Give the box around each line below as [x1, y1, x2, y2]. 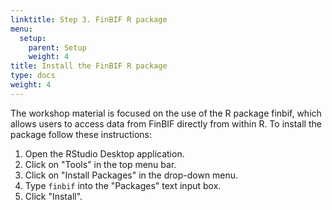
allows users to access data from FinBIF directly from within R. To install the [10, 117, 322, 130]
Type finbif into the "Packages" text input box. [24, 179, 222, 191]
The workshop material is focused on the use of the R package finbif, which [10, 107, 322, 119]
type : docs [10, 71, 56, 81]
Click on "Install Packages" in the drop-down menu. [24, 169, 239, 181]
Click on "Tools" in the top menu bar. [24, 158, 177, 170]
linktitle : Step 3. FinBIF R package [10, 14, 168, 25]
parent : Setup [28, 42, 87, 53]
